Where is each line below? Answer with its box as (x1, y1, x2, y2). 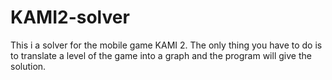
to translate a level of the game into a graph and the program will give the (10, 49, 312, 61)
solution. (10, 60, 47, 72)
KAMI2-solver (10, 6, 130, 29)
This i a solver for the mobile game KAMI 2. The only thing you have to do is (10, 39, 323, 51)
